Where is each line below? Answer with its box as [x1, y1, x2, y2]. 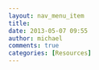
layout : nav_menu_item [8, 11, 85, 20]
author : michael [8, 34, 63, 43]
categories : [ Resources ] [8, 49, 92, 57]
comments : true [8, 42, 60, 50]
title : [8, 19, 31, 27]
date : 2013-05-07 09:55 [8, 27, 89, 35]
